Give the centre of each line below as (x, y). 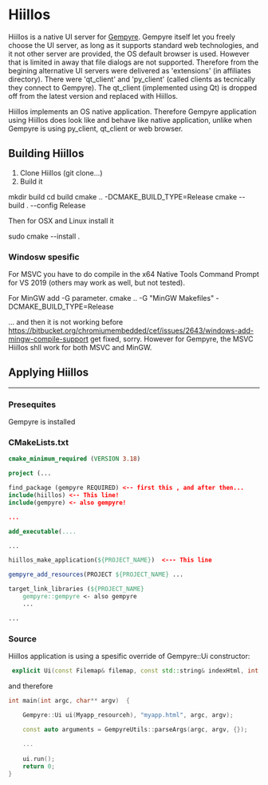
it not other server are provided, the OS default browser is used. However (129, 53)
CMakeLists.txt (39, 443)
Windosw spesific (44, 257)
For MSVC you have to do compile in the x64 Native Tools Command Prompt (134, 274)
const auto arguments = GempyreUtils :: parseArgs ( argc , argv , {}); (135, 729)
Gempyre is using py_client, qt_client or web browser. (96, 128)
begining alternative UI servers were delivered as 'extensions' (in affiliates (130, 70)
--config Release (58, 205)
